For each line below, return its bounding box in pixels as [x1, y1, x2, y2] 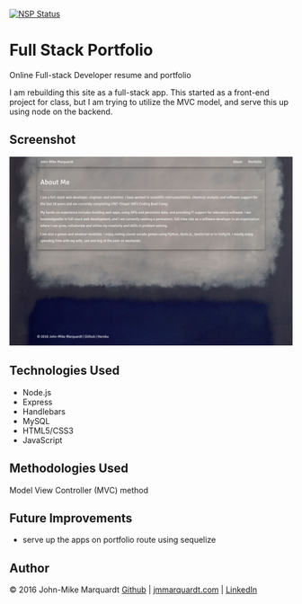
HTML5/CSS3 [22, 425, 74, 436]
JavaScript [22, 434, 63, 445]
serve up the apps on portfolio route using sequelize [22, 535, 217, 546]
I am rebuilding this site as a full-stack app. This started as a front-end [9, 86, 270, 98]
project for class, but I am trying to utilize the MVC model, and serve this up [9, 96, 289, 107]
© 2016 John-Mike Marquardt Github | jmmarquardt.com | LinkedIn [9, 584, 258, 595]
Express [22, 396, 53, 407]
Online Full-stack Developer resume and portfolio [9, 69, 191, 80]
